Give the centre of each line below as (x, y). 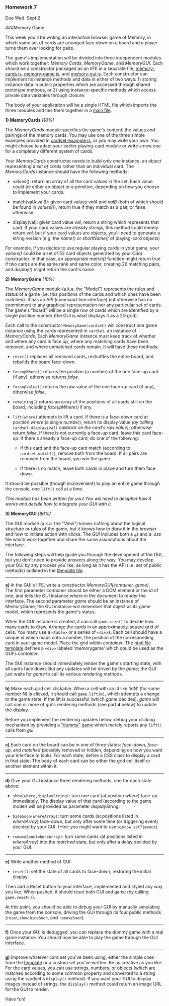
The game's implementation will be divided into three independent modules (83, 58)
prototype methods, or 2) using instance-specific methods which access (81, 90)
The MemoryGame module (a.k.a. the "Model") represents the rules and (80, 289)
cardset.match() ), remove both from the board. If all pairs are (83, 453)
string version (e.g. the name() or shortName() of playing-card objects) (86, 238)
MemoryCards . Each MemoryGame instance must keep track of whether (80, 336)
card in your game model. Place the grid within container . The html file (78, 643)
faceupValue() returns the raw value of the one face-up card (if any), (84, 387)
